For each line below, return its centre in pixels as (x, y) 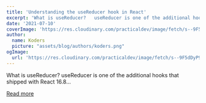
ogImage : (17, 52)
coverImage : (21, 29)
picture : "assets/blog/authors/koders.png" (68, 47)
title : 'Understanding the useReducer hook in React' (77, 12)
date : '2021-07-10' (31, 23)
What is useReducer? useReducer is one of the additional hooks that (93, 75)
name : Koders (29, 40)
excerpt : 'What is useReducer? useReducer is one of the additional (98, 18)
